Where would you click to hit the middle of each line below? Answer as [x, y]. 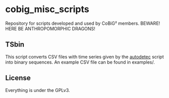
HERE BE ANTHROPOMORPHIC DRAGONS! [50, 28]
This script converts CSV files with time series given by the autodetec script [84, 57]
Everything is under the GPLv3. [38, 90]
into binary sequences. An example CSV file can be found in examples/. [80, 62]
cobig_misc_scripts [47, 9]
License [18, 78]
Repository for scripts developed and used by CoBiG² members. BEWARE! [83, 23]
